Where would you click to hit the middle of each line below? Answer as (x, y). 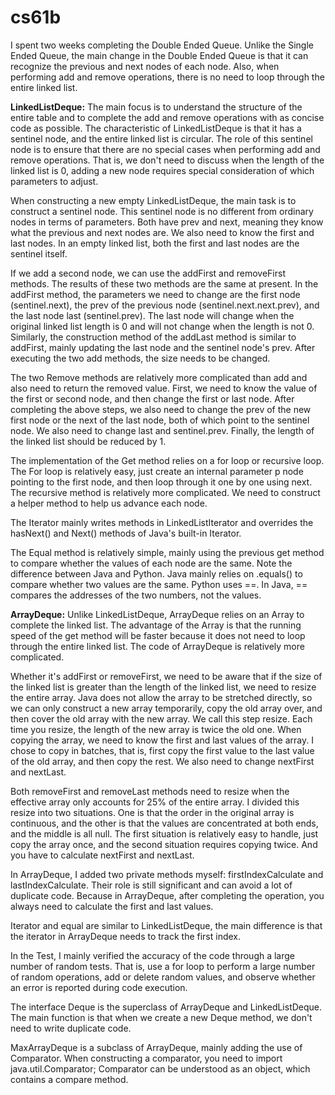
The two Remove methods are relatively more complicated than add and (159, 377)
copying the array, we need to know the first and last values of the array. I (162, 740)
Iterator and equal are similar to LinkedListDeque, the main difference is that (166, 925)
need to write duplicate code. (71, 1028)
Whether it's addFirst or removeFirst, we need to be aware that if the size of (166, 676)
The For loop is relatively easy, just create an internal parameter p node (157, 471)
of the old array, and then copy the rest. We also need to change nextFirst (162, 761)
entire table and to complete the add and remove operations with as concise (167, 117)
